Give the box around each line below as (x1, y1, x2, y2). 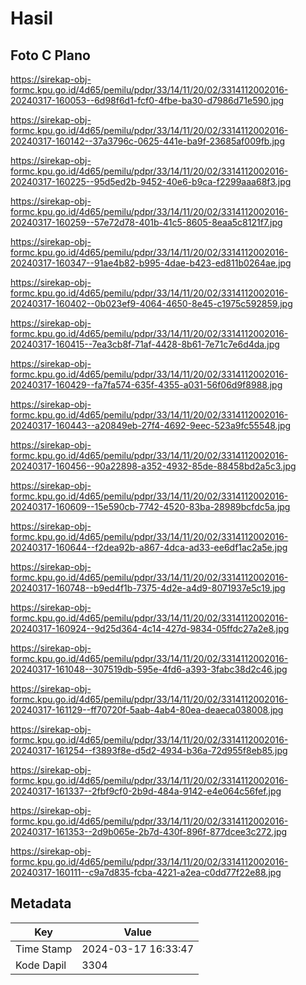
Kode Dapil (15, 958, 67, 972)
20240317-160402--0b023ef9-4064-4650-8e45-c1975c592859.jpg (10, 298, 293, 309)
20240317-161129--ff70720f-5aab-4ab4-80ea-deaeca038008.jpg (10, 704, 284, 716)
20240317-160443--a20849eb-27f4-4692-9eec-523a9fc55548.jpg (10, 420, 292, 431)
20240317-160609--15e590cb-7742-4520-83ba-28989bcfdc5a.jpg (10, 501, 291, 512)
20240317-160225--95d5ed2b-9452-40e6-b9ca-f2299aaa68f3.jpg (10, 176, 292, 187)
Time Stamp (15, 942, 73, 956)
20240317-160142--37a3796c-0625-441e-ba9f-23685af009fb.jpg (10, 135, 285, 147)
